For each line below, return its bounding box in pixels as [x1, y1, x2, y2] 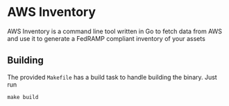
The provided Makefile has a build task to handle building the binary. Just [7, 73, 217, 81]
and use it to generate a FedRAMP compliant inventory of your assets [7, 34, 206, 42]
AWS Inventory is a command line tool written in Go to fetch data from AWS [7, 27, 223, 35]
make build [7, 94, 39, 100]
